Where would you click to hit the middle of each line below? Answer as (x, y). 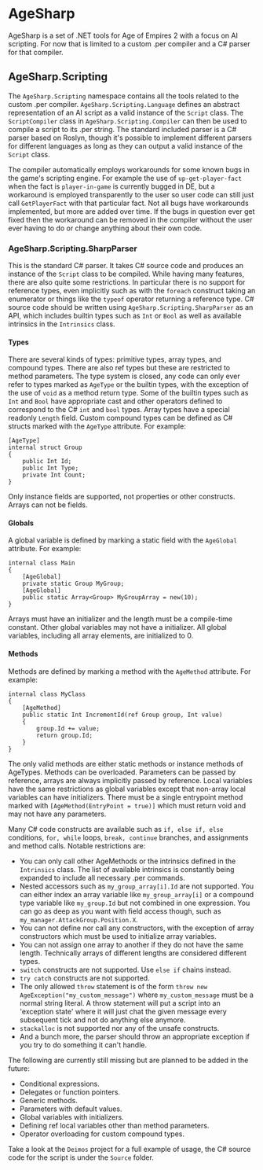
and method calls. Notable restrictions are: (77, 845)
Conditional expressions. (59, 1084)
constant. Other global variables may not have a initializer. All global (118, 627)
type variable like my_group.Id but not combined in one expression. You (135, 903)
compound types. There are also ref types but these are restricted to (119, 368)
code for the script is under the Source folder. (81, 1157)
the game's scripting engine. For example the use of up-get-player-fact (125, 178)
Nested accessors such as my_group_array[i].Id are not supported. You (137, 886)
